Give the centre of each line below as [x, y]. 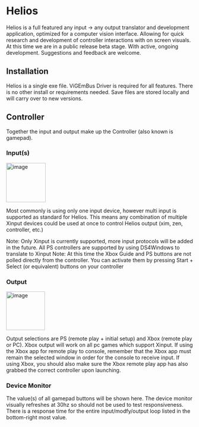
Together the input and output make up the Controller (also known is [90, 131]
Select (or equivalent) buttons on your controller [65, 266]
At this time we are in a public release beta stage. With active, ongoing [92, 46]
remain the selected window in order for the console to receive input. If [93, 357]
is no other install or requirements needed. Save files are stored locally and [98, 92]
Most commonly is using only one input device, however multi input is [91, 211]
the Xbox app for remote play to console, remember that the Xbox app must [99, 351]
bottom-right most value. [37, 417]
